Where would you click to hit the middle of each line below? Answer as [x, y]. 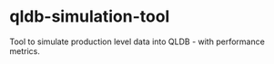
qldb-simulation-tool [90, 17]
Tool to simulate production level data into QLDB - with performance [137, 41]
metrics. [25, 50]
